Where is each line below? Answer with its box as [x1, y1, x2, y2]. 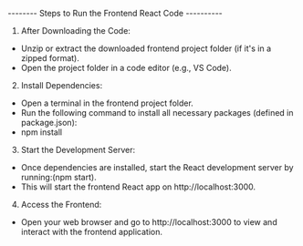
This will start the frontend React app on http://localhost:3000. [20, 181, 256, 192]
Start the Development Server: [20, 145, 136, 155]
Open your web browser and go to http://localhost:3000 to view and [20, 217, 278, 227]
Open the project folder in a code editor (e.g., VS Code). [20, 63, 233, 73]
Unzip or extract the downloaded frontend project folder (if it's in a [20, 43, 272, 54]
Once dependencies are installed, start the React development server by [20, 162, 294, 172]
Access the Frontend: [20, 200, 102, 210]
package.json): [20, 118, 78, 128]
